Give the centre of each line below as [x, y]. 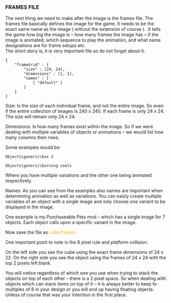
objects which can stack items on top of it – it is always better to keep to [81, 284]
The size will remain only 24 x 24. [41, 117]
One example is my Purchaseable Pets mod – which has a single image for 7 [85, 217]
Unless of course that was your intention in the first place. [66, 295]
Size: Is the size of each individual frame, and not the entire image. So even [84, 106]
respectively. [19, 181]
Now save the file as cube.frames [41, 232]
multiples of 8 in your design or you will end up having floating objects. [80, 289]
